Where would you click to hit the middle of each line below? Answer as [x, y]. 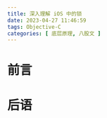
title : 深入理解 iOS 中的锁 [45, 14]
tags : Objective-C [34, 27]
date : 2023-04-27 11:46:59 [47, 20]
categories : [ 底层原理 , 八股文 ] [54, 33]
